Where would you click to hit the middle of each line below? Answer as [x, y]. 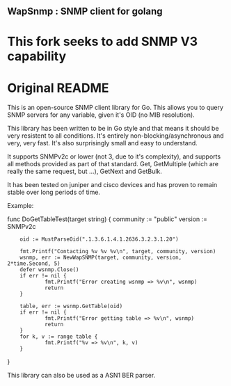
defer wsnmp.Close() [49, 270]
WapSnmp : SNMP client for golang [85, 11]
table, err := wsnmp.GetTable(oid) [71, 306]
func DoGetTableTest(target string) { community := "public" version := [107, 219]
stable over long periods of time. [54, 192]
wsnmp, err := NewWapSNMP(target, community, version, [101, 257]
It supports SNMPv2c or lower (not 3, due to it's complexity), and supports [114, 156]
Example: [21, 205]
